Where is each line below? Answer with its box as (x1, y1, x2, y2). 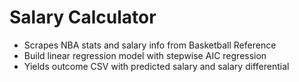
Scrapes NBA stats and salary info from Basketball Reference (23, 39, 277, 51)
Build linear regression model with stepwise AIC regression (23, 49, 267, 61)
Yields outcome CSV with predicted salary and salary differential (23, 60, 290, 72)
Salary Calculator (9, 6, 157, 29)
